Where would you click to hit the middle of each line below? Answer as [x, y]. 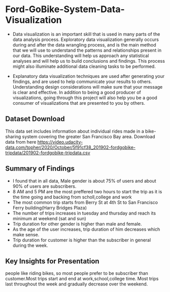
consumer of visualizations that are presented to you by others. [79, 103]
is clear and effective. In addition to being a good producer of [77, 92]
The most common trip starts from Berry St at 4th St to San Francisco [85, 202]
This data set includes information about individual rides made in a [75, 131]
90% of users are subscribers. [44, 186]
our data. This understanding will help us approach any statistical [81, 55]
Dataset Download [35, 119]
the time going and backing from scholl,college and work [72, 197]
